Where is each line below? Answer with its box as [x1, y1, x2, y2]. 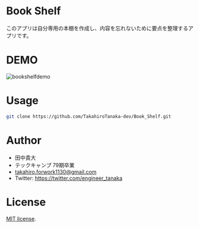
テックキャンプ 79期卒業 [14, 161, 75, 168]
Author [6, 133, 42, 147]
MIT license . [6, 215, 37, 222]
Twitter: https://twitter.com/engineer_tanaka [14, 174, 123, 182]
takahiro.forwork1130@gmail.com [14, 168, 97, 175]
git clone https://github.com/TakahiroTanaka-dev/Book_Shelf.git [6, 113, 171, 120]
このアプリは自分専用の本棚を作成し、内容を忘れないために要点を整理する [6, 24, 188, 32]
